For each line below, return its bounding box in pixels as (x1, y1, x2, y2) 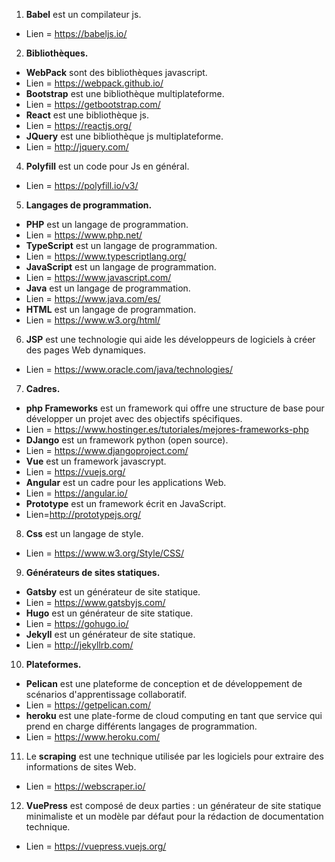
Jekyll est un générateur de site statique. (25, 629, 196, 640)
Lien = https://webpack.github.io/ (25, 77, 164, 89)
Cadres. (25, 383, 61, 394)
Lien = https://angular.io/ (25, 487, 128, 499)
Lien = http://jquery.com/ (25, 141, 129, 153)
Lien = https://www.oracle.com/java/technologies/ (25, 364, 234, 375)
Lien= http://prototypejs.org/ (25, 509, 142, 520)
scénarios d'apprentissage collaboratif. (25, 689, 188, 700)
